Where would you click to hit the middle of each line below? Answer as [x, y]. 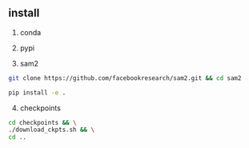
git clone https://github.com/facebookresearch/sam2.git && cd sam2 [125, 78]
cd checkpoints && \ [43, 122]
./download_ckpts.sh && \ [51, 130]
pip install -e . [37, 92]
